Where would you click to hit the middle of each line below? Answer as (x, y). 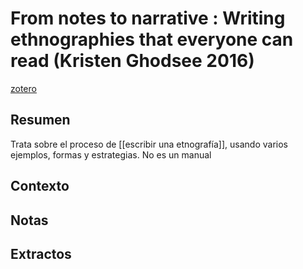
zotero (23, 88)
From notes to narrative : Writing (148, 18)
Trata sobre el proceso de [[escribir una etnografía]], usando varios (149, 144)
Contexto (40, 186)
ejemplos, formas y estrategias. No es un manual (111, 154)
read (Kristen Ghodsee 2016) (132, 61)
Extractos (41, 253)
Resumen (40, 120)
